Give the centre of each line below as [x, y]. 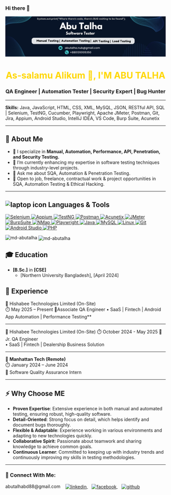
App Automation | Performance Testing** [48, 316]
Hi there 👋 [18, 8]
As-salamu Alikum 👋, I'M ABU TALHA [85, 76]
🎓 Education [27, 255]
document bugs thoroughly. [42, 425]
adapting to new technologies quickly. [52, 435]
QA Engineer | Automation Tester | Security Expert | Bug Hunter [85, 91]
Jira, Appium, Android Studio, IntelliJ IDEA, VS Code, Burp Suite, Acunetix [82, 118]
